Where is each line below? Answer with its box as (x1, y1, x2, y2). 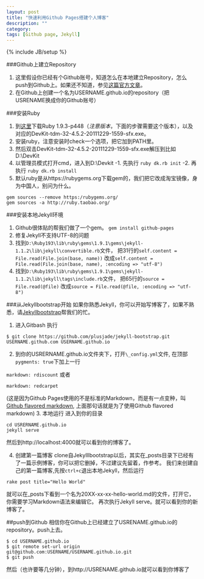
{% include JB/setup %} (6, 48, 67, 55)
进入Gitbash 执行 (15, 321, 58, 329)
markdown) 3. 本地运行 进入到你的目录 (6, 410, 103, 417)
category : (6, 26, 32, 32)
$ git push (6, 555, 34, 561)
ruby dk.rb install (27, 168, 77, 174)
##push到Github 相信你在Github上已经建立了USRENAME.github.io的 (6, 519, 178, 526)
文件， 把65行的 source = (102, 275, 165, 282)
